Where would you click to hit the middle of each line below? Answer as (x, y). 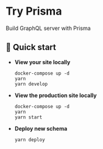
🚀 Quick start (31, 47)
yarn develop (31, 84)
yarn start (28, 117)
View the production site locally (55, 95)
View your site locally (42, 62)
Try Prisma (34, 11)
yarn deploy (30, 140)
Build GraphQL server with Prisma (48, 28)
